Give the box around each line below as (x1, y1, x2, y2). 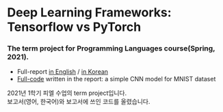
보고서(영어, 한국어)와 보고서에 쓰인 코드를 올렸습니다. (7, 98, 150, 106)
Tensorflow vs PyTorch (7, 19, 142, 35)
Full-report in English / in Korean (16, 68, 108, 76)
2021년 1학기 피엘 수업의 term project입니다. (7, 89, 127, 97)
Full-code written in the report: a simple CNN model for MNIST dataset (16, 75, 216, 83)
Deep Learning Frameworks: (7, 5, 172, 20)
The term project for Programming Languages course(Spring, (7, 44, 215, 53)
